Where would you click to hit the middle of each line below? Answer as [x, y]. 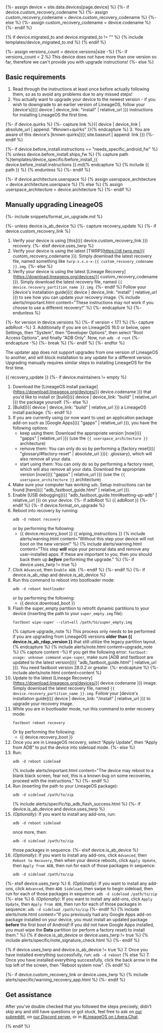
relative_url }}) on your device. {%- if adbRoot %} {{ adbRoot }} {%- [80, 500]
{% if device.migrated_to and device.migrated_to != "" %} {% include [74, 37]
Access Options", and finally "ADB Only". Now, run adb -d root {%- [73, 338]
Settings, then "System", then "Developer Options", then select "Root [74, 332]
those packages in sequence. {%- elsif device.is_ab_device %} [75, 850]
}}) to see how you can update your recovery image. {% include [76, 297]
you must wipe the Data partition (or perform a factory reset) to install [75, 930]
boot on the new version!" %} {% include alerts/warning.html [81, 544]
